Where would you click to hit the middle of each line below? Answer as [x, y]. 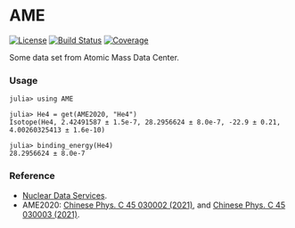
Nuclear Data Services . [65, 195]
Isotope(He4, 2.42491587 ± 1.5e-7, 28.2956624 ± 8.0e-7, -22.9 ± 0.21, [145, 122]
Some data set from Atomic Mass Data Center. [94, 57]
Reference [32, 176]
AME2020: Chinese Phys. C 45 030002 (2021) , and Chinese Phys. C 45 [154, 205]
